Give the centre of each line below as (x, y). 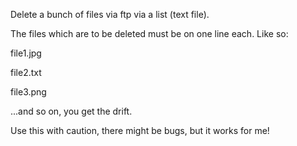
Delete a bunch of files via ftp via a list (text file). (110, 14)
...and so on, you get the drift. (71, 111)
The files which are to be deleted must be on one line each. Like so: (149, 33)
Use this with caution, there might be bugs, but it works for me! (140, 130)
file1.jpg (26, 53)
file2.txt (26, 72)
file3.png (28, 92)
